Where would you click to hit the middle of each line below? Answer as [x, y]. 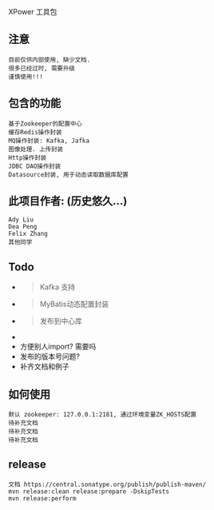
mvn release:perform [43, 498]
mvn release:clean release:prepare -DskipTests [89, 491]
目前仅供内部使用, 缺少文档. [50, 60]
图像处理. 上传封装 [36, 149]
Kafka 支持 [57, 287]
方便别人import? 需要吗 [58, 347]
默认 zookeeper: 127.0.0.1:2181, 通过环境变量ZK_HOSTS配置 [103, 415]
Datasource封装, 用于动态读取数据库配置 [69, 174]
